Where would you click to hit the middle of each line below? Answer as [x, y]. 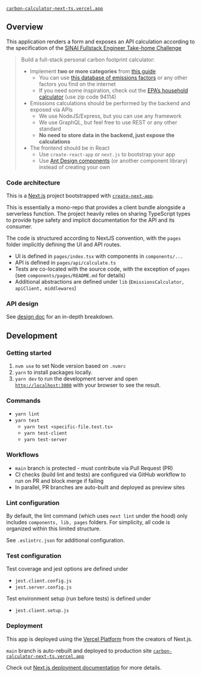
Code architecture [33, 182]
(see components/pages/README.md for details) [70, 275]
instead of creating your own [74, 167]
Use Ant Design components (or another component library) [113, 161]
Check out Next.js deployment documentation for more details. [84, 667]
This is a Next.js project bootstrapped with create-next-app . [80, 196]
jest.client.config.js [43, 581]
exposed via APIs [51, 109]
